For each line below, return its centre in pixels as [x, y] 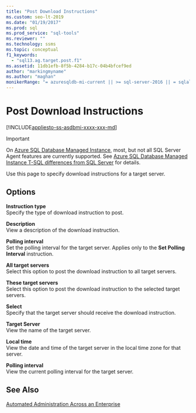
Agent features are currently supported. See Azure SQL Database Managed [97, 156]
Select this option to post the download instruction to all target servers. [91, 271]
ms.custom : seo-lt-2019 [35, 17]
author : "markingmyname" [36, 71]
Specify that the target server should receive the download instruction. [91, 312]
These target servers [32, 283]
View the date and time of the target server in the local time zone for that [93, 347]
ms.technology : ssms [31, 44]
